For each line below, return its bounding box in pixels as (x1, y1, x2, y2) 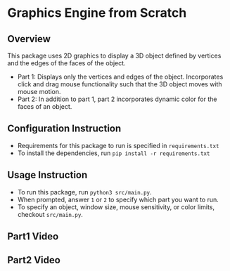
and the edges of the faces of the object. (7, 59, 126, 67)
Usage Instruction (7, 169, 88, 181)
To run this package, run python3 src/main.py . (17, 187, 153, 196)
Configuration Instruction (7, 123, 122, 135)
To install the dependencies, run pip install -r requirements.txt (17, 149, 210, 157)
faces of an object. (17, 103, 72, 110)
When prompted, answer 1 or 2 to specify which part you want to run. (17, 195, 219, 204)
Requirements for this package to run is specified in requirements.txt (17, 141, 219, 150)
